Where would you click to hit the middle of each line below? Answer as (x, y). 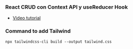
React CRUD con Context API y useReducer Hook (66, 7)
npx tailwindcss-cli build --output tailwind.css (59, 41)
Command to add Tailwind (38, 31)
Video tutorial (27, 18)
